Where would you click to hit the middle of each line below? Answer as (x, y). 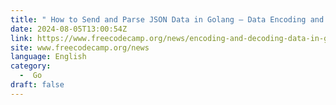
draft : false (37, 85)
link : (21, 38)
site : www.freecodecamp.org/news (80, 47)
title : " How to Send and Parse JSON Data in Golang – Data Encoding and (167, 19)
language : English (48, 57)
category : (31, 66)
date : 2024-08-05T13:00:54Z (69, 29)
